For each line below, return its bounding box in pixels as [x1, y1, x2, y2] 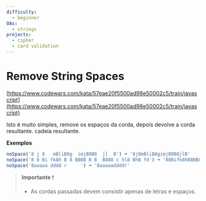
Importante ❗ [21, 174, 54, 181]
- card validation [12, 43, 59, 49]
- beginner [12, 15, 40, 21]
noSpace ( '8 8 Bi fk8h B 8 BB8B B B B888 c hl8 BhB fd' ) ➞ [6, 156, 161, 163]
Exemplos [6, 139, 32, 147]
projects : [6, 32, 32, 38]
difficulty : [6, 9, 37, 15]
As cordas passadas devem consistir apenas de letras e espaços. [30, 188, 196, 196]
